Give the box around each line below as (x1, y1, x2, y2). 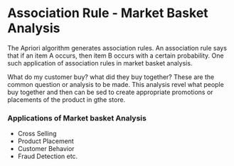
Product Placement (17, 137, 75, 145)
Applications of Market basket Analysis (7, 113, 147, 123)
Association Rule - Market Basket (7, 5, 208, 21)
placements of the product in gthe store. (7, 95, 126, 104)
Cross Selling (17, 130, 57, 138)
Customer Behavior (17, 145, 75, 153)
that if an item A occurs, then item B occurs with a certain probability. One (7, 51, 224, 60)
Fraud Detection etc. (17, 152, 78, 161)
